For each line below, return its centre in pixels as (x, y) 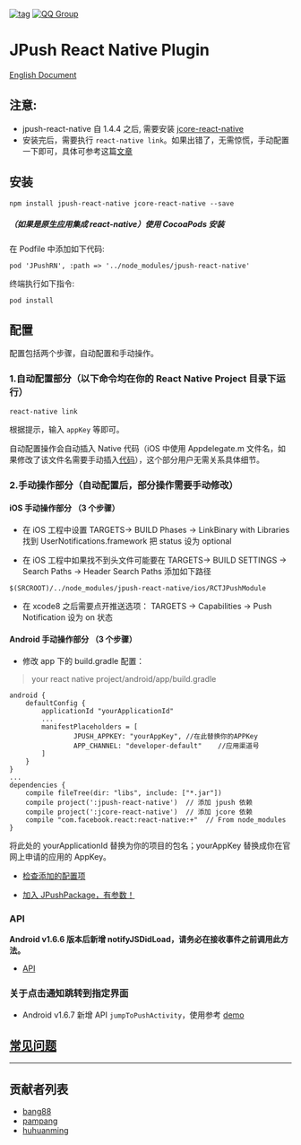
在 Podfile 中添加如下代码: (57, 249)
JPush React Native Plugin (110, 50)
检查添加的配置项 (54, 876)
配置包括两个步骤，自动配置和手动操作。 (84, 354)
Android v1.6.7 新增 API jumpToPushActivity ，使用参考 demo (133, 1015)
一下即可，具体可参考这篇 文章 (77, 151)
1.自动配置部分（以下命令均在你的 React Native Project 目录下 (143, 379)
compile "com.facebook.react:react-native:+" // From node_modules (156, 820)
